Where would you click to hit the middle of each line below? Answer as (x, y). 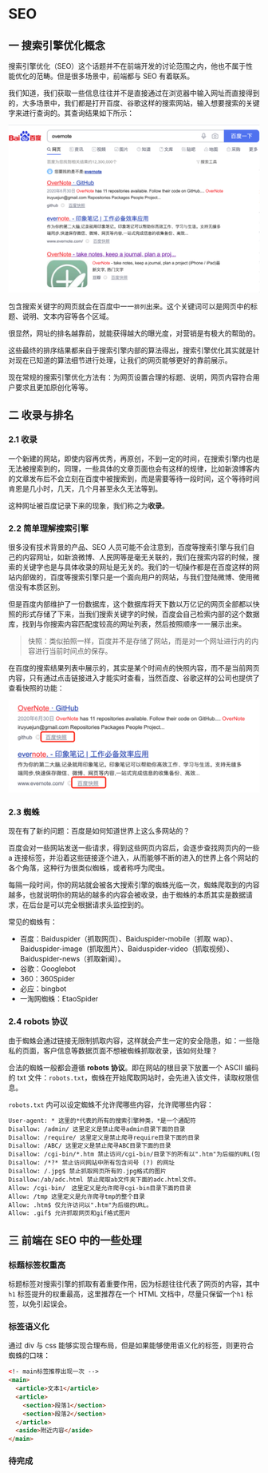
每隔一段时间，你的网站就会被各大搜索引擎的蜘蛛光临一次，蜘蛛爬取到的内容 (134, 885)
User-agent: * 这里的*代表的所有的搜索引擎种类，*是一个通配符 (102, 1121)
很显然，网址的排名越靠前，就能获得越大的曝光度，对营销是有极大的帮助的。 (134, 333)
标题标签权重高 (37, 1265)
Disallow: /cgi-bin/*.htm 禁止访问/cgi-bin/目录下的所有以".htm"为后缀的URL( (132, 1155)
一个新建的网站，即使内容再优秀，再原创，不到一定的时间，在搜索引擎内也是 (134, 458)
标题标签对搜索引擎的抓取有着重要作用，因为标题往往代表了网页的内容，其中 (134, 1284)
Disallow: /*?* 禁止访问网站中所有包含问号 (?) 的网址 (92, 1163)
